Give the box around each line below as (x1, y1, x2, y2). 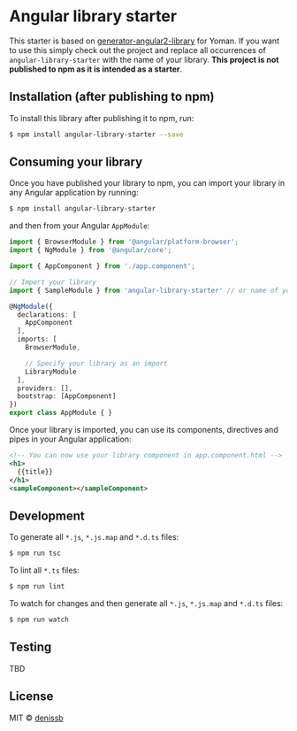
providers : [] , (17, 383, 73, 393)
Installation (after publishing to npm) (9, 89, 215, 104)
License (9, 689, 54, 704)
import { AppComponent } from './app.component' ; (9, 262, 196, 271)
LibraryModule (25, 367, 77, 376)
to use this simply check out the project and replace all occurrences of (9, 44, 267, 55)
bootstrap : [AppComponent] (17, 392, 117, 401)
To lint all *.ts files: (9, 565, 80, 576)
